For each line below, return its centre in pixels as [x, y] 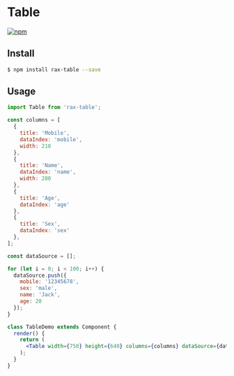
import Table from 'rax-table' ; [54, 108]
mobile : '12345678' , [49, 282]
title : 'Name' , [42, 166]
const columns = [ [34, 120]
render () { [29, 333]
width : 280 [36, 179]
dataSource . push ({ [40, 275]
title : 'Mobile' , [45, 133]
